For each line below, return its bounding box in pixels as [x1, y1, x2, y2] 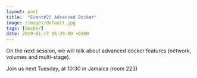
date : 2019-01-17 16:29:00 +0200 [6, 31, 89, 37]
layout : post [6, 8, 39, 15]
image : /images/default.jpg [6, 20, 76, 26]
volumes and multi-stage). [6, 54, 71, 61]
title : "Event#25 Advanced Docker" [6, 14, 97, 20]
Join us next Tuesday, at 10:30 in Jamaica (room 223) [6, 65, 138, 72]
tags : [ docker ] [6, 25, 44, 32]
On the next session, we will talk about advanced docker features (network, [6, 47, 192, 54]
